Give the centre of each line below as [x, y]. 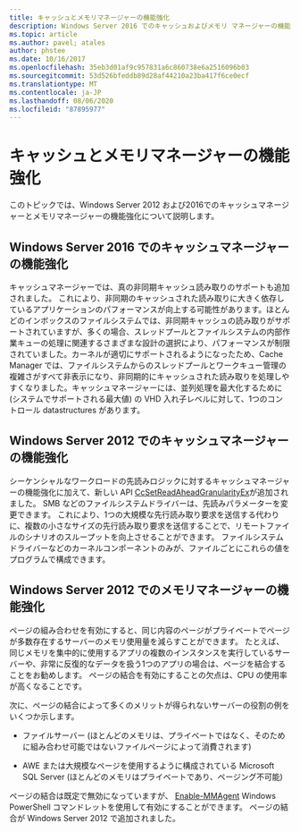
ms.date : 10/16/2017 [48, 59]
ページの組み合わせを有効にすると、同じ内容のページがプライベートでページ [150, 630]
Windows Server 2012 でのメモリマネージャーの [143, 590]
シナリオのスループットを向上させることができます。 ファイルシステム [154, 537]
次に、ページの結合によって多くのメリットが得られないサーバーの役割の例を [150, 705]
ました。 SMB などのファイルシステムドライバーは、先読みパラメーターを [145, 503]
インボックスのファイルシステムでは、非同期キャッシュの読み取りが [150, 320]
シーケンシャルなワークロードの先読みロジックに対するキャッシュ [130, 480]
